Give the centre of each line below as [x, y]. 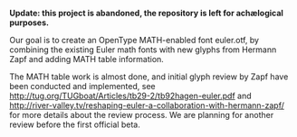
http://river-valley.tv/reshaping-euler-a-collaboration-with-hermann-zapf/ [147, 105]
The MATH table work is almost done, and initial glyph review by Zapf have [149, 77]
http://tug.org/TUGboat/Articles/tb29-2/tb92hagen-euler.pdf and [130, 96]
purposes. [29, 23]
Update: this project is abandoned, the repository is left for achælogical [146, 13]
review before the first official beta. [75, 124]
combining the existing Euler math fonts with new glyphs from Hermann [143, 50]
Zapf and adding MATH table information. [87, 59]
